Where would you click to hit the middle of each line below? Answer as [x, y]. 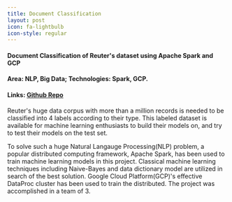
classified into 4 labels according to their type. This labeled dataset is [107, 118]
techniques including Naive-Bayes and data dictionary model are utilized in [115, 168]
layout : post [26, 20]
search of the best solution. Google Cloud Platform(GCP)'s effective [105, 176]
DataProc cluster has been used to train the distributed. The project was [111, 183]
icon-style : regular [37, 33]
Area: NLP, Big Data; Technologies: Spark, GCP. [78, 79]
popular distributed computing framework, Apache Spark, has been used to [116, 154]
